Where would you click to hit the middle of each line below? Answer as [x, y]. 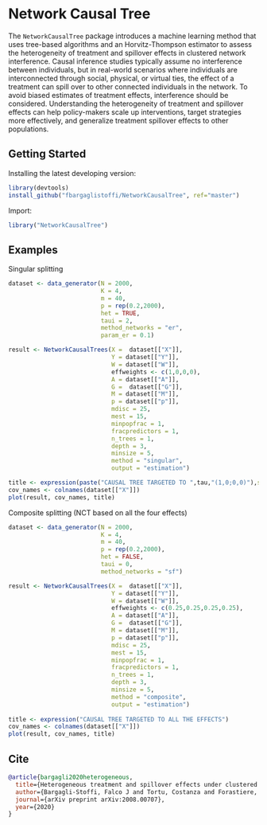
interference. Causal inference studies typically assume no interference [125, 61]
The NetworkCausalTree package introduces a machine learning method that [132, 36]
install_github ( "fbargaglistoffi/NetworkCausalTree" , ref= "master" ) [124, 195]
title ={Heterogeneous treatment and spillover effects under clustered [137, 784]
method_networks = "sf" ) [141, 571]
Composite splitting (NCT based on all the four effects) [98, 512]
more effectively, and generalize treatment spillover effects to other [118, 120]
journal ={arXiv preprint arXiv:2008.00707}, [90, 800]
